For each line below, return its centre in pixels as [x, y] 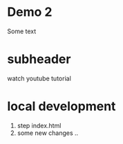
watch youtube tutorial [39, 78]
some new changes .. [48, 133]
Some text [22, 31]
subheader [39, 59]
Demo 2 [30, 12]
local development [61, 106]
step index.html [39, 125]
